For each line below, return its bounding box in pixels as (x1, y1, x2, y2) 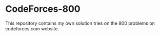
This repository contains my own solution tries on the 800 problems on (5, 20, 155, 26)
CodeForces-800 (5, 3, 81, 15)
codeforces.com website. (5, 25, 59, 31)
